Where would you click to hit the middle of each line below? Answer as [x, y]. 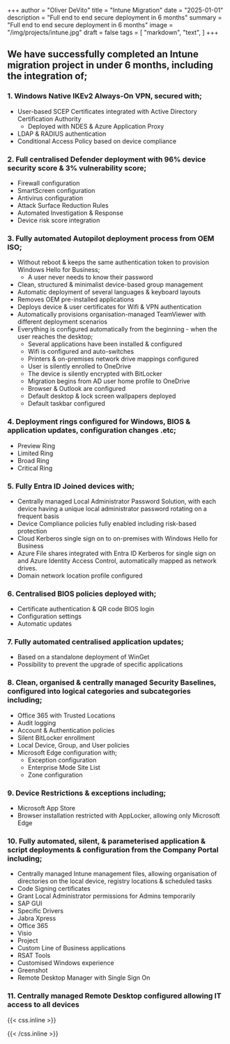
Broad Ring [33, 460]
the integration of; [47, 76]
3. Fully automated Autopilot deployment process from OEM [111, 238]
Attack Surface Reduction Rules [63, 205]
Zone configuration [55, 775]
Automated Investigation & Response [70, 213]
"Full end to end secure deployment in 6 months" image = [90, 25]
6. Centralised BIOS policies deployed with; [82, 594]
